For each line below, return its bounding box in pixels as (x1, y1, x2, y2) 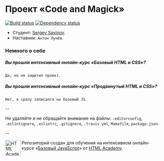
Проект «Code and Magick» (5, 3, 125, 15)
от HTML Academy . (82, 145, 123, 151)
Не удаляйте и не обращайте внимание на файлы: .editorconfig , (5, 115, 143, 121)
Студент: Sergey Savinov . (12, 29, 66, 35)
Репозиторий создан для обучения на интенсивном (21, 140, 132, 146)
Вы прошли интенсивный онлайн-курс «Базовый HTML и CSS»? (5, 60, 146, 66)
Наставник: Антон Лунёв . (12, 35, 64, 41)
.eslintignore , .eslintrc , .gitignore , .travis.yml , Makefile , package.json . (5, 120, 160, 126)
